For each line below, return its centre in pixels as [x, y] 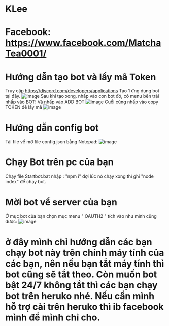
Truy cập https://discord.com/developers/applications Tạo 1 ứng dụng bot [82, 91]
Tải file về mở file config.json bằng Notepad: [52, 142]
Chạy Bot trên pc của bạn [59, 162]
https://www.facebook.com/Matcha [83, 43]
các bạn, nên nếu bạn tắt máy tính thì [85, 264]
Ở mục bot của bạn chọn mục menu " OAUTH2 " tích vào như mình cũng [81, 216]
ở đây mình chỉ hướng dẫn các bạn [79, 242]
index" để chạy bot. [26, 182]
